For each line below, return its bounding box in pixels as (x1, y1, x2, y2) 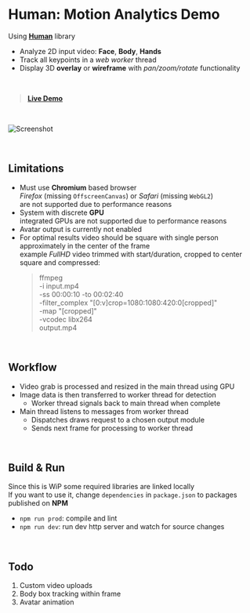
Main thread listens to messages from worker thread (19, 406, 190, 416)
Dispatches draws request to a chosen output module (31, 415, 205, 424)
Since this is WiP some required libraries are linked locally (8, 482, 194, 491)
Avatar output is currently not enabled (19, 224, 143, 234)
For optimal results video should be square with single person (19, 233, 219, 242)
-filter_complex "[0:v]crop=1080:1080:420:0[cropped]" (38, 298, 218, 307)
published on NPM (8, 499, 68, 508)
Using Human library (8, 31, 76, 41)
